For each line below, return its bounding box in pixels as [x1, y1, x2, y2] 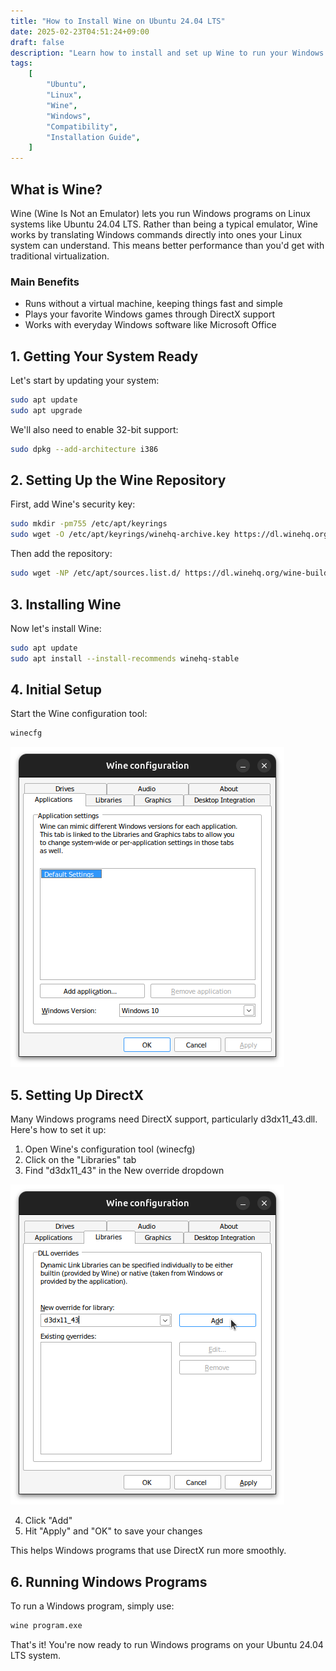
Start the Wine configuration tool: [10, 708, 148, 720]
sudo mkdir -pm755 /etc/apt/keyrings [10, 519, 168, 529]
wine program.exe [10, 1620, 83, 1630]
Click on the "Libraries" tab [24, 1154, 137, 1166]
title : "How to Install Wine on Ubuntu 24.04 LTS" [10, 16, 226, 26]
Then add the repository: [10, 548, 113, 560]
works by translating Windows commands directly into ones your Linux [10, 228, 303, 240]
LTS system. [10, 1649, 62, 1661]
